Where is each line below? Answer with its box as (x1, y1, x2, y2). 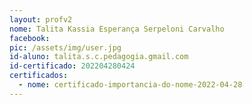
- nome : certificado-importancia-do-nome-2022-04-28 (18, 80, 243, 90)
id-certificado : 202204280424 (9, 61, 136, 71)
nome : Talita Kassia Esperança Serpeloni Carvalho (9, 24, 225, 34)
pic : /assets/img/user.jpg (9, 42, 122, 53)
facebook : (9, 33, 51, 43)
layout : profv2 (9, 14, 73, 25)
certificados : (9, 71, 69, 81)
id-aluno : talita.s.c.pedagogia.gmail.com (9, 52, 189, 62)
